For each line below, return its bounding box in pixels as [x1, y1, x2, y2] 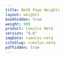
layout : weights [5, 12, 40, 17]
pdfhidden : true [5, 45, 40, 50]
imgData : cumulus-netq [5, 36, 53, 41]
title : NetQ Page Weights [5, 7, 60, 13]
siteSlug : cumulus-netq [5, 40, 56, 45]
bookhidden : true [5, 17, 42, 22]
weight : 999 [5, 21, 30, 27]
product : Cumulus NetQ [5, 26, 53, 31]
